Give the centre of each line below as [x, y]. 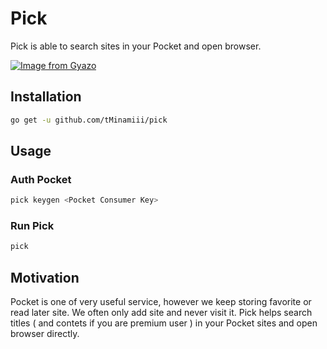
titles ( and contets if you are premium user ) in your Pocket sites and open [164, 323]
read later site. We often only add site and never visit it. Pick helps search [161, 313]
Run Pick [32, 226]
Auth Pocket [41, 179]
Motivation [45, 277]
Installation [46, 97]
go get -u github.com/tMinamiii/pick [89, 120]
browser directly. [45, 334]
